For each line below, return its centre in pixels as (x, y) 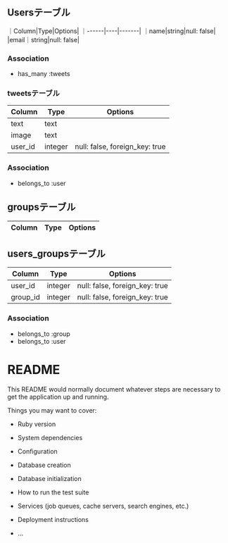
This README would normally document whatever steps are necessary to (114, 389)
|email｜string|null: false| (43, 39)
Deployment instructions (53, 519)
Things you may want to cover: (52, 410)
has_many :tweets (44, 74)
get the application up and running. (58, 397)
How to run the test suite (53, 492)
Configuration (37, 451)
